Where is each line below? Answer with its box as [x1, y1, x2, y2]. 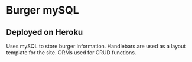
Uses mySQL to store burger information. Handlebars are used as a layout [6, 43, 186, 50]
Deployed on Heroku [6, 27, 83, 37]
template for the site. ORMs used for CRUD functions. [6, 49, 136, 56]
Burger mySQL [6, 4, 79, 17]
